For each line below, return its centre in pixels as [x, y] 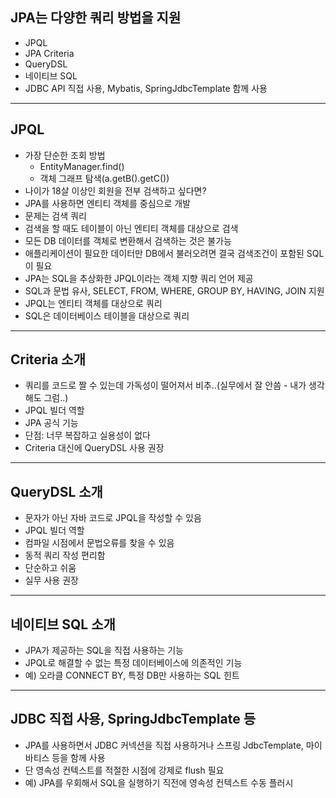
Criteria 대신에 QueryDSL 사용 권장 [94, 448]
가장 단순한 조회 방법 [65, 155]
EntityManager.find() [82, 166]
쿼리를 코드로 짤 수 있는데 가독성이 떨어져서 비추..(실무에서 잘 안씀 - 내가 [165, 385]
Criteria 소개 [48, 359]
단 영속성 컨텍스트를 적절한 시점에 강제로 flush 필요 [124, 770]
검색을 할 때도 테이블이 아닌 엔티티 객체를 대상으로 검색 [131, 228]
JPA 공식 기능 [51, 423]
